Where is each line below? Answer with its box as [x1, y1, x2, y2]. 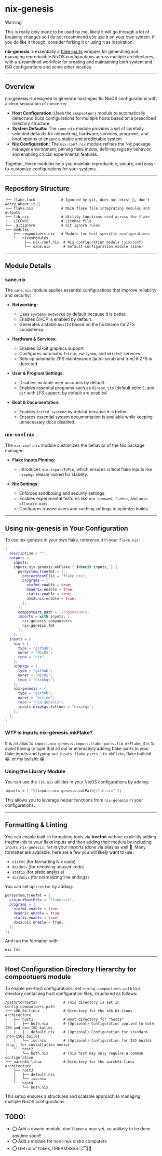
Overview [5, 82, 35, 91]
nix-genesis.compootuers [22, 619, 72, 624]
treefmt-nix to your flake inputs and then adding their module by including [5, 839, 152, 845]
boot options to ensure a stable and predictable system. [12, 136, 123, 142]
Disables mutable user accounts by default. [19, 380, 106, 386]
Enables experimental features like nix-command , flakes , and [19, 495, 138, 501]
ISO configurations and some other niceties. [5, 64, 93, 70]
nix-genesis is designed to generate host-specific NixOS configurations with [5, 96, 157, 101]
